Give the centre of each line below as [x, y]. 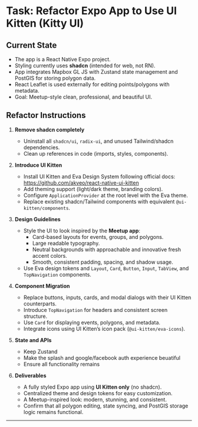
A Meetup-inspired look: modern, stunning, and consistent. [95, 399]
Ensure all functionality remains [62, 364]
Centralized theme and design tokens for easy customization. [98, 393]
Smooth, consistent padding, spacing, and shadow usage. [103, 262]
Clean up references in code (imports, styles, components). [96, 153]
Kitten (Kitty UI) [45, 23]
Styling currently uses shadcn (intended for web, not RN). [85, 65]
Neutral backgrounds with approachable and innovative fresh [107, 249]
